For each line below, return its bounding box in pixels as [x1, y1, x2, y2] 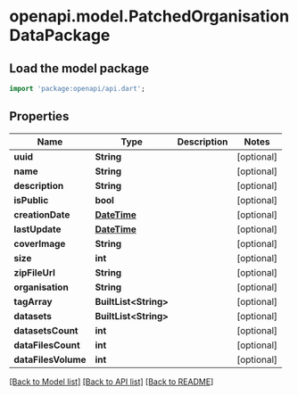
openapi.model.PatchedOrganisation [9, 6, 290, 27]
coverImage [13, 237, 66, 250]
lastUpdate [13, 223, 62, 235]
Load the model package [9, 61, 150, 76]
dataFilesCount [13, 339, 80, 351]
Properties [9, 109, 70, 124]
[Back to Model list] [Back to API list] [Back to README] [9, 376, 214, 387]
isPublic [13, 193, 49, 206]
